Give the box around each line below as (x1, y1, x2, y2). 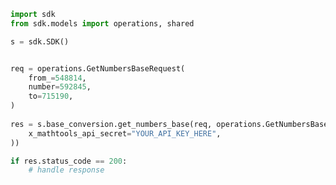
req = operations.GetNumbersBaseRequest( (10, 63, 186, 74)
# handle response (28, 165, 105, 175)
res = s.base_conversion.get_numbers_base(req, (10, 119, 213, 129)
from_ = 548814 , (28, 73, 87, 83)
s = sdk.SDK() (10, 36, 70, 47)
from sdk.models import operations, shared (10, 18, 195, 29)
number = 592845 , (28, 82, 92, 92)
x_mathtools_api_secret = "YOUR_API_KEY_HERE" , (28, 128, 222, 139)
